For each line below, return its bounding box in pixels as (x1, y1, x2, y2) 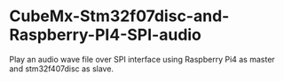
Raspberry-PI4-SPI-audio (9, 25, 202, 45)
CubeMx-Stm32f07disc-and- (9, 6, 230, 26)
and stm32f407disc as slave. (9, 63, 114, 74)
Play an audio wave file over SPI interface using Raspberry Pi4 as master (9, 54, 275, 64)
